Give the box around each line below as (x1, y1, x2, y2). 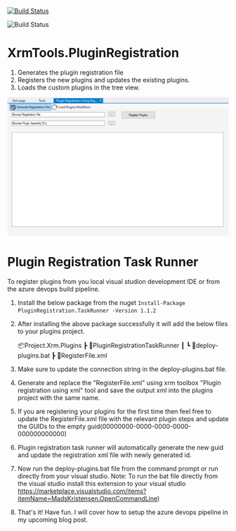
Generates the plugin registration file (17, 68, 124, 77)
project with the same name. (17, 393, 100, 401)
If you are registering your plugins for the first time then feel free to (17, 407, 212, 416)
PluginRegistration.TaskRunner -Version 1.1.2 (17, 307, 157, 314)
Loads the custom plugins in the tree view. (17, 83, 140, 92)
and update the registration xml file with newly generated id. (17, 451, 192, 459)
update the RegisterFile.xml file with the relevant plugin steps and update (17, 414, 229, 423)
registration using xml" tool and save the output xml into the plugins (17, 386, 214, 394)
